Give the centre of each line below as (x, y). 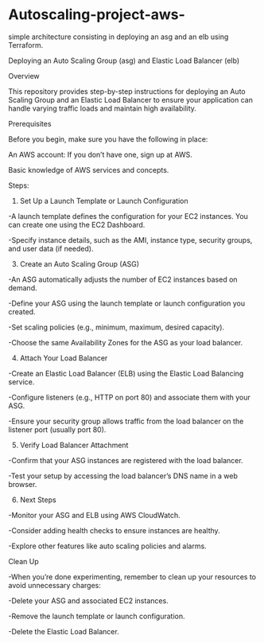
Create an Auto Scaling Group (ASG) (80, 263)
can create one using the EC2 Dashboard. (77, 224)
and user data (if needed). (51, 248)
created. (22, 311)
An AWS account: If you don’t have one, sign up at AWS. (101, 154)
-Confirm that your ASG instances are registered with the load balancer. (126, 460)
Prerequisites (30, 123)
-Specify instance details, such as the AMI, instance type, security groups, (130, 240)
